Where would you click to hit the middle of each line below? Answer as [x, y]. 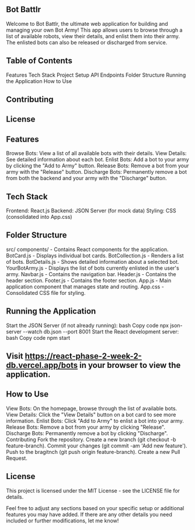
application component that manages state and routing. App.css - [85, 287]
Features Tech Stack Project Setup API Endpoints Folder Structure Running [96, 75]
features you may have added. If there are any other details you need [89, 514]
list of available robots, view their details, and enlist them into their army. [93, 36]
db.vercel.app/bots [42, 365]
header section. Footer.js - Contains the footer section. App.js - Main [89, 280]
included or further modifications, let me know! [62, 521]
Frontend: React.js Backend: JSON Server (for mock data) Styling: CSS [91, 211]
